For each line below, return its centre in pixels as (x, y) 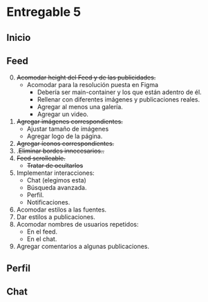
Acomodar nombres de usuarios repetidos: (77, 225)
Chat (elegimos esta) (57, 180)
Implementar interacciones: (55, 173)
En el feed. (42, 232)
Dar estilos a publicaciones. (56, 217)
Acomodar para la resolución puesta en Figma (93, 85)
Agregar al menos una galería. (80, 107)
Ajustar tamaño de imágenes (68, 129)
